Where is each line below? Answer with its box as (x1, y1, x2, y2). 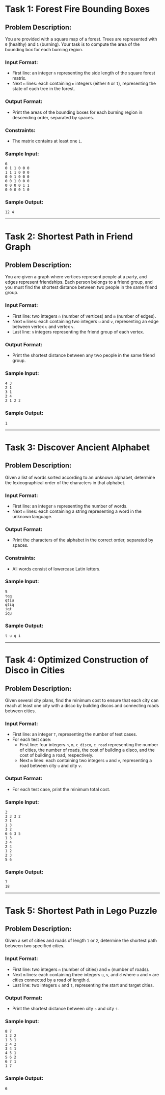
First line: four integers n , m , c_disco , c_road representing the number (19, 742, 159, 748)
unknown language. (12, 513, 53, 519)
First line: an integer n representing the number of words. (12, 503, 128, 509)
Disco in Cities (5, 665, 65, 676)
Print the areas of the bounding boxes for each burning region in (12, 109, 142, 115)
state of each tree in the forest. (12, 86, 75, 92)
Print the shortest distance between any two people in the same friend (12, 352, 155, 358)
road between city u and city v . (19, 763, 82, 769)
